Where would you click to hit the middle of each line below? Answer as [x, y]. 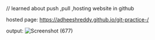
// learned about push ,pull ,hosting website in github [70, 8]
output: [15, 31]
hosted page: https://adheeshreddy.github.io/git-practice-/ [77, 19]
